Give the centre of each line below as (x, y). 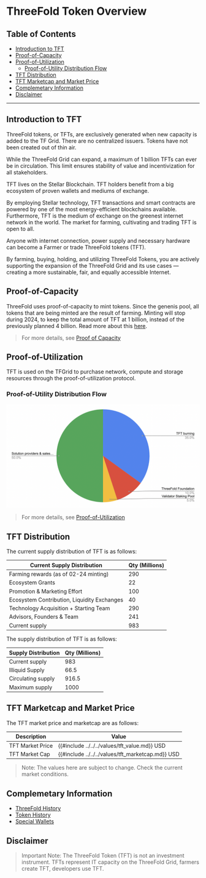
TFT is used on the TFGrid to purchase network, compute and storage (95, 372)
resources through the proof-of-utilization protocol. (71, 378)
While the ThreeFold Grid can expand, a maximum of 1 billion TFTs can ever (102, 159)
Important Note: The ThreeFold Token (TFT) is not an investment (103, 855)
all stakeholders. (27, 172)
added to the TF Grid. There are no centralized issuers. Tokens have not (97, 141)
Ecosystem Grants (32, 582)
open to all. (21, 229)
